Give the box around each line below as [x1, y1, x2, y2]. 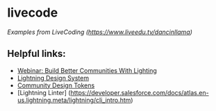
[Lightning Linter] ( [17, 88, 71, 96]
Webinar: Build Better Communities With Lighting [17, 66, 158, 74]
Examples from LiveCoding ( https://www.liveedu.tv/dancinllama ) [7, 28, 193, 36]
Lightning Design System [17, 74, 89, 82]
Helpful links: [7, 48, 66, 60]
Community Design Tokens [17, 81, 95, 89]
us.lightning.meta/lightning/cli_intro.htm [17, 96, 131, 104]
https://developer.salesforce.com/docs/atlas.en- [70, 88, 210, 96]
